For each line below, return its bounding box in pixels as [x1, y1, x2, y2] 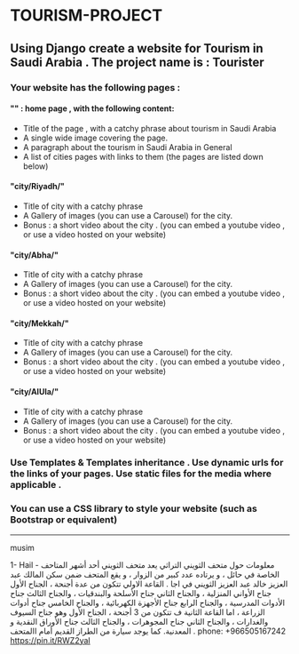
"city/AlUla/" [10, 386, 59, 396]
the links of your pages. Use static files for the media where [10, 467, 272, 480]
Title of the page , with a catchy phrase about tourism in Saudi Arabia [22, 123, 277, 133]
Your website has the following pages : [10, 81, 181, 93]
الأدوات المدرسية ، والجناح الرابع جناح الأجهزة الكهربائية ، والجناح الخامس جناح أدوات [10, 597, 286, 608]
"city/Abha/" [10, 250, 59, 260]
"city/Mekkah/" [10, 317, 69, 329]
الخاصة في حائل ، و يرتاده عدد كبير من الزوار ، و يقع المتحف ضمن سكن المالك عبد [10, 569, 280, 579]
